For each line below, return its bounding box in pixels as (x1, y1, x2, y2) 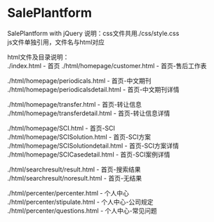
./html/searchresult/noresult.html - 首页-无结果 (7, 174, 142, 182)
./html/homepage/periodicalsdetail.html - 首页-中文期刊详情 (7, 85, 180, 93)
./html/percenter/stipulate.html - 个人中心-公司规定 (7, 197, 154, 206)
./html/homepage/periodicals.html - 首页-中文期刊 (7, 76, 152, 85)
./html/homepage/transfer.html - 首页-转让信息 (7, 100, 142, 108)
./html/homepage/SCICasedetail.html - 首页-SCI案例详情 (7, 150, 170, 159)
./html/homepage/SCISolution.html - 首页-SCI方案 (7, 132, 152, 141)
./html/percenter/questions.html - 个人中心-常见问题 (7, 206, 158, 215)
